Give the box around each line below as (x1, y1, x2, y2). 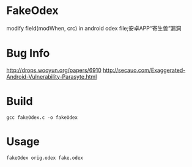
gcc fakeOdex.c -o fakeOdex (6, 114, 78, 121)
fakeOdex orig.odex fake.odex (6, 155, 84, 161)
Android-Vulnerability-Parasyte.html (6, 73, 97, 80)
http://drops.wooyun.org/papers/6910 (6, 66, 102, 74)
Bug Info (6, 46, 50, 60)
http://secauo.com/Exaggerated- (103, 66, 186, 74)
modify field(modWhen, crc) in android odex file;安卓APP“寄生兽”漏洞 (6, 24, 182, 32)
